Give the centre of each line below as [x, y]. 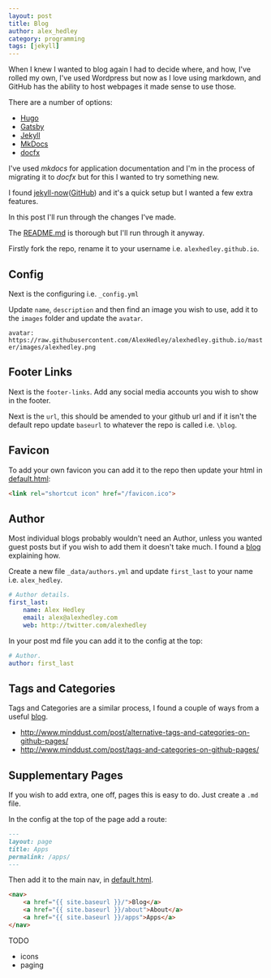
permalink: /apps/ [39, 857]
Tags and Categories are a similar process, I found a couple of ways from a [134, 708]
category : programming [47, 39]
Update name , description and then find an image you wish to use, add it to [133, 309]
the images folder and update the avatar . [76, 318]
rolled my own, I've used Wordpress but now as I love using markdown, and [135, 78]
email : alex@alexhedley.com [70, 617]
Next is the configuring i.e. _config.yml [74, 293]
